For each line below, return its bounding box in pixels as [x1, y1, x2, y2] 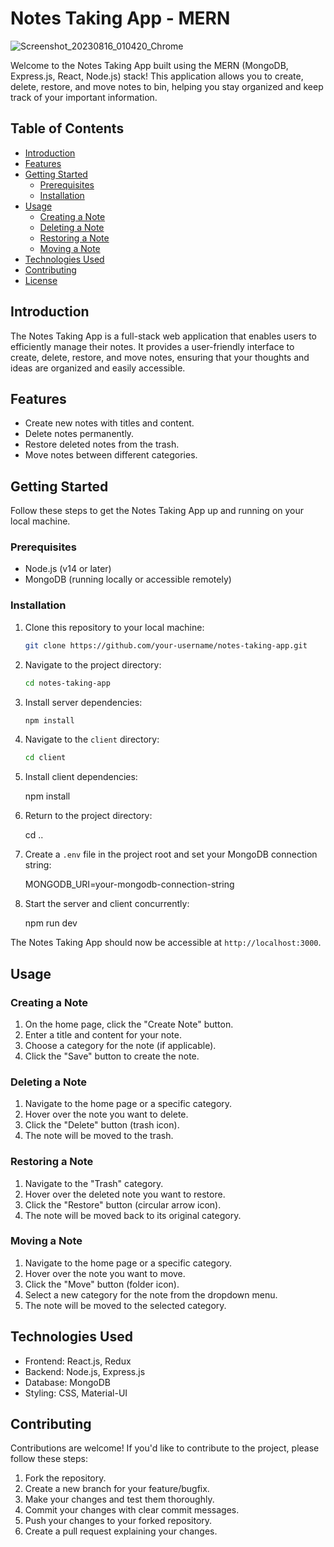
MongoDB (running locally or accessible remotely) [24, 573, 232, 586]
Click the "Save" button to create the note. [24, 1050, 200, 1062]
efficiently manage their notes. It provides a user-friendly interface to [10, 340, 295, 352]
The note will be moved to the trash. [24, 1130, 174, 1142]
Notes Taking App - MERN [10, 7, 231, 30]
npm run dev [24, 917, 78, 929]
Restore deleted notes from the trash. [24, 438, 180, 451]
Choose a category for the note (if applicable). [24, 1039, 217, 1051]
